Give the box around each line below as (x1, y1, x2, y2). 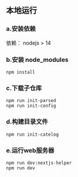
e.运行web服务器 (6, 146, 55, 155)
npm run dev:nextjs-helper (6, 160, 72, 166)
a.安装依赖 (6, 25, 36, 33)
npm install (6, 69, 35, 75)
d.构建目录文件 (6, 117, 48, 126)
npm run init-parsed (6, 98, 57, 104)
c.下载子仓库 (6, 84, 42, 92)
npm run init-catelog (6, 132, 59, 137)
